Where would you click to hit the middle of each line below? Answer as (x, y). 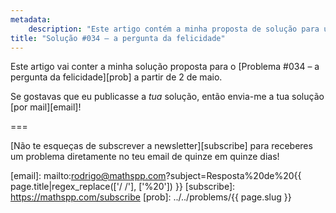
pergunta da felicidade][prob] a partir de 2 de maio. (116, 77)
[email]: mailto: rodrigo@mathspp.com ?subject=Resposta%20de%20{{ (156, 176)
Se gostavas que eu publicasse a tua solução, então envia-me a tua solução (167, 97)
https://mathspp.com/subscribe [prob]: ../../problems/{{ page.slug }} (151, 197)
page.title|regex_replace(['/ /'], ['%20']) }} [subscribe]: (123, 187)
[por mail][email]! (46, 107)
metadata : (31, 19)
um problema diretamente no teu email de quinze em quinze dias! (145, 157)
